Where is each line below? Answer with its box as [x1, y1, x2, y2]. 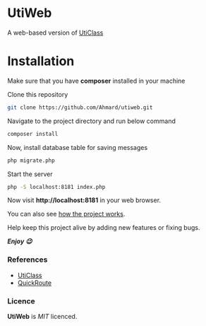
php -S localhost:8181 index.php [7, 183, 106, 190]
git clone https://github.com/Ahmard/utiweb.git [7, 104, 153, 111]
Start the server [7, 170, 53, 178]
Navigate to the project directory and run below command [7, 117, 176, 125]
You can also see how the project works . [7, 210, 126, 219]
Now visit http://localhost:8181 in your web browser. [7, 196, 161, 204]
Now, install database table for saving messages [7, 143, 148, 151]
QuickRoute [17, 278, 51, 287]
